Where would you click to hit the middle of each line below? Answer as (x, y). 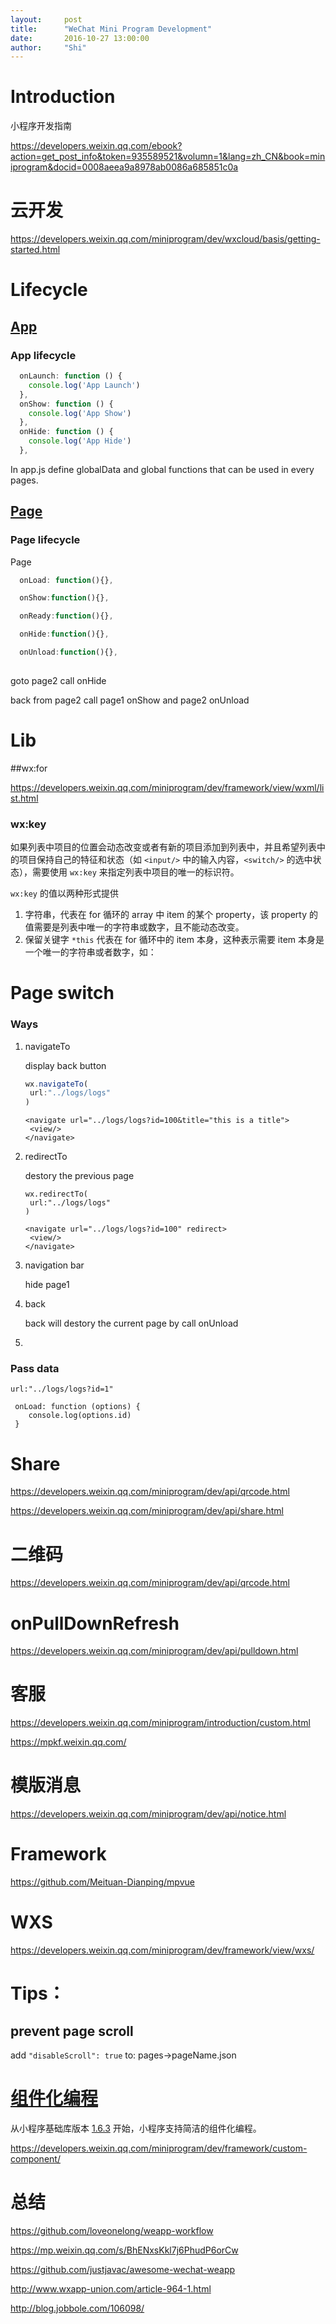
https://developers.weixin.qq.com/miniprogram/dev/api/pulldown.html (154, 1651)
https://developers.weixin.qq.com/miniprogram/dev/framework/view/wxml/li (167, 787)
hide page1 (47, 1285)
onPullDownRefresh (95, 1623)
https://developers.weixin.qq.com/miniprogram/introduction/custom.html (160, 1723)
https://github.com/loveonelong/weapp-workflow (112, 2230)
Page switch (62, 993)
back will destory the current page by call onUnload (131, 1323)
